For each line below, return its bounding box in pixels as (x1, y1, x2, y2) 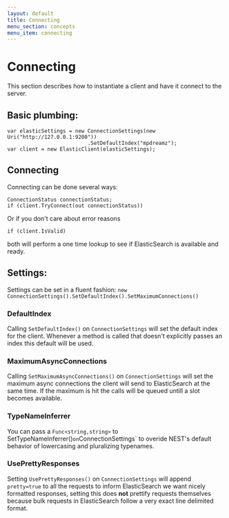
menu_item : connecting (7, 29, 72, 37)
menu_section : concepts (7, 23, 76, 30)
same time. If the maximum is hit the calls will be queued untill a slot (7, 387, 200, 395)
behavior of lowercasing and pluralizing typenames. (7, 441, 155, 450)
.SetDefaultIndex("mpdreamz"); (87, 140, 177, 146)
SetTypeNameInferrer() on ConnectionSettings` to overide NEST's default (7, 434, 212, 443)
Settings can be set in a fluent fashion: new (7, 285, 128, 294)
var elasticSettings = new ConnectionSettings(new (7, 128, 156, 135)
